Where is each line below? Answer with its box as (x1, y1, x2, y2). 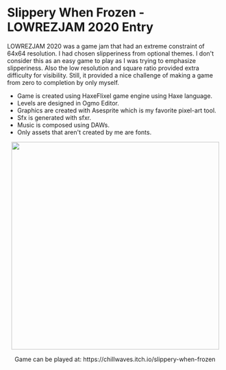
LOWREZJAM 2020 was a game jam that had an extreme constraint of (7, 42, 205, 50)
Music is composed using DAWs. (16, 121, 110, 129)
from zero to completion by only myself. (7, 78, 120, 86)
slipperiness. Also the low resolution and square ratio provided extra (7, 64, 200, 72)
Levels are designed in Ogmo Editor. (16, 99, 120, 107)
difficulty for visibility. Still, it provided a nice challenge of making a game (7, 71, 214, 79)
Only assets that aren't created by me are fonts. (16, 128, 152, 136)
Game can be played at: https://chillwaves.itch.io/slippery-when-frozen (14, 355, 216, 363)
